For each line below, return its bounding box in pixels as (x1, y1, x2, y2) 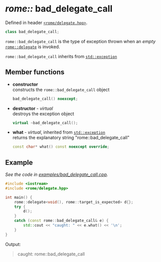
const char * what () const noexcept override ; (12, 144, 109, 149)
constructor (12, 81, 39, 87)
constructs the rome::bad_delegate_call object (12, 86, 110, 93)
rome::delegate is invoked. (5, 44, 60, 50)
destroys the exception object (12, 111, 74, 117)
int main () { (5, 195, 33, 200)
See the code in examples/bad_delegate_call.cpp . (5, 171, 108, 178)
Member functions (5, 68, 65, 77)
